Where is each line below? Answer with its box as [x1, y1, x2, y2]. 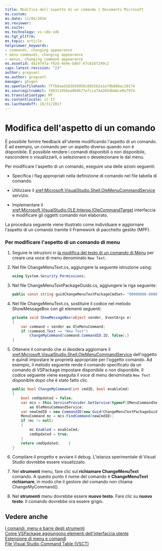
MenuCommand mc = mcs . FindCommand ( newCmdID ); [21, 414, 115, 419]
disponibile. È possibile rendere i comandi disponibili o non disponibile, [5, 149, 146, 155]
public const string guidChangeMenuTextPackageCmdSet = [12, 292, 125, 297]
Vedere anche [5, 512, 48, 521]
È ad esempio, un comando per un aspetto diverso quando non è [5, 143, 134, 149]
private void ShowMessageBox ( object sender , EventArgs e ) [12, 315, 132, 320]
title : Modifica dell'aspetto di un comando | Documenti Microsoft [5, 7, 144, 12]
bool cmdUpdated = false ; [21, 395, 74, 400]
